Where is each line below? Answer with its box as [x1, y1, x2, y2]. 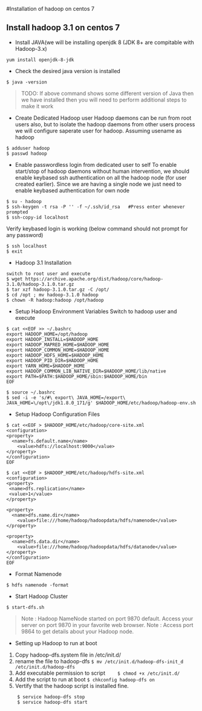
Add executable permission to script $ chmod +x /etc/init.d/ [15, 669, 180, 677]
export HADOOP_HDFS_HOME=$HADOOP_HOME [6, 352, 104, 359]
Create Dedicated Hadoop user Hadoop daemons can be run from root [15, 114, 192, 122]
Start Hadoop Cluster [15, 592, 68, 600]
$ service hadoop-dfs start [17, 699, 88, 705]
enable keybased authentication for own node [15, 187, 130, 194]
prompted [6, 209, 28, 215]
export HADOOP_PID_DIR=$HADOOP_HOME [6, 357, 99, 363]
